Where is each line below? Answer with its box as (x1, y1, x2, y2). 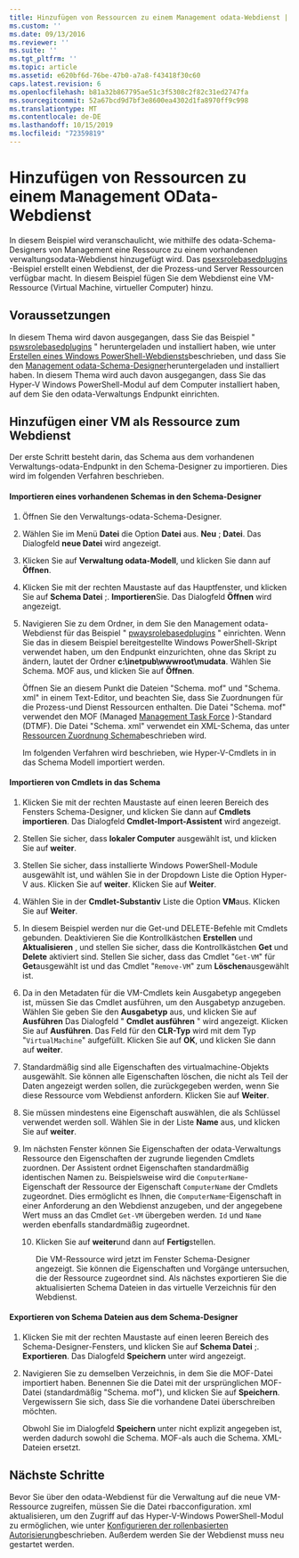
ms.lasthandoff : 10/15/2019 (9, 121, 114, 130)
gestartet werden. (9, 1538, 75, 1549)
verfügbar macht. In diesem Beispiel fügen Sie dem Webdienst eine (9, 273, 256, 283)
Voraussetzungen (9, 308, 111, 324)
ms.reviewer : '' (9, 37, 69, 47)
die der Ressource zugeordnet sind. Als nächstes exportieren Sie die (35, 1272, 287, 1283)
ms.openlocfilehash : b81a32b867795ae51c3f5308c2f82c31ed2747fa (9, 87, 249, 96)
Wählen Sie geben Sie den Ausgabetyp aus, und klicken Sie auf (21, 1006, 257, 1017)
